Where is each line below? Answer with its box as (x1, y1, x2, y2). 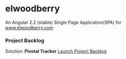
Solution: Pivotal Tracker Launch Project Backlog (5, 48, 106, 55)
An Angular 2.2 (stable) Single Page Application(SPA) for (5, 19, 121, 25)
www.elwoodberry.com (5, 24, 53, 30)
